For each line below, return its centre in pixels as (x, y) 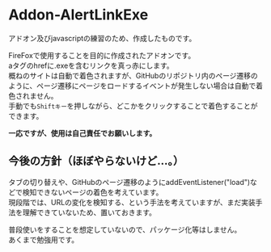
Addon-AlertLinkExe (78, 15)
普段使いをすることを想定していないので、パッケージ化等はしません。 (125, 229)
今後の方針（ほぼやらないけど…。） (96, 161)
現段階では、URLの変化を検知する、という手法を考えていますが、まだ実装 (132, 202)
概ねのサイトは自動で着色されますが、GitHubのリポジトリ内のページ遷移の (133, 75)
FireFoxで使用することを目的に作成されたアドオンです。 (102, 55)
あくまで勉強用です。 (44, 239)
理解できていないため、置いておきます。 (89, 212)
